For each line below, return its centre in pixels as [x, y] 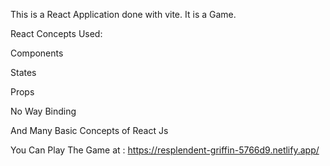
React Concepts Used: [56, 33]
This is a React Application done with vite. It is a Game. [123, 14]
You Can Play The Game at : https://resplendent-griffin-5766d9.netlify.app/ [165, 150]
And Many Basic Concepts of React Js [89, 130]
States [23, 72]
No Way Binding [43, 111]
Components [37, 53]
